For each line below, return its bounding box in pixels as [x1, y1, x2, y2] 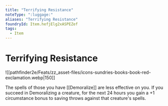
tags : [5, 26, 17, 31]
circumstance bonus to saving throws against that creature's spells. [5, 95, 146, 101]
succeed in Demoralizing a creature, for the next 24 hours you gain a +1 [5, 89, 155, 96]
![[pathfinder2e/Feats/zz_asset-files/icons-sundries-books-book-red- [5, 69, 151, 75]
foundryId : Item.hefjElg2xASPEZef [5, 21, 78, 27]
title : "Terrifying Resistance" [5, 7, 73, 13]
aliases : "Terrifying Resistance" [5, 17, 78, 22]
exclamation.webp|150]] [5, 74, 56, 81]
